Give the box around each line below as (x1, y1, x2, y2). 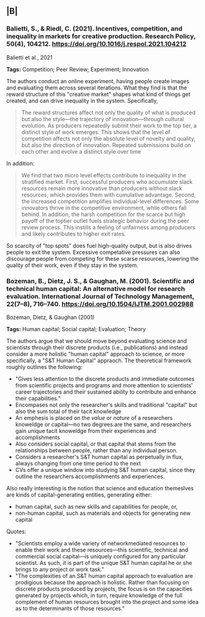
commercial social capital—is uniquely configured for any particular (15, 552, 186, 560)
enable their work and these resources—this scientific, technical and (15, 546, 188, 553)
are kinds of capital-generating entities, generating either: (6, 491, 152, 498)
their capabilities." (15, 394, 61, 402)
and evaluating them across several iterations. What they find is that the (6, 84, 187, 91)
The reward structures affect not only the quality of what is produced (21, 108, 196, 116)
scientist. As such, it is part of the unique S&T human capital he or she (15, 559, 193, 566)
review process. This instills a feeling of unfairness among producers (21, 223, 196, 231)
